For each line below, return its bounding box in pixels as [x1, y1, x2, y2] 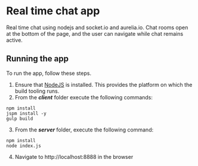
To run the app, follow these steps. [6, 70, 91, 77]
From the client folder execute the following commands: [14, 93, 153, 101]
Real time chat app [6, 4, 100, 18]
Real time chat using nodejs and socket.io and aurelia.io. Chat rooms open [6, 24, 188, 31]
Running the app [6, 54, 69, 64]
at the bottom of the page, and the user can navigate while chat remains [6, 30, 184, 37]
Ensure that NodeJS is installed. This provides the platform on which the [14, 81, 193, 88]
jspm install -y [6, 110, 47, 117]
